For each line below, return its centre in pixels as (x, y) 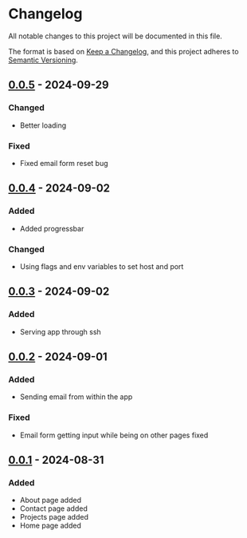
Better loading (43, 125)
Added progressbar (52, 228)
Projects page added (54, 517)
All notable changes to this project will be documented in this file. (116, 36)
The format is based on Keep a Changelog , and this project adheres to (123, 51)
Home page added (50, 526)
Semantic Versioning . (43, 60)
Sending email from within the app (76, 397)
